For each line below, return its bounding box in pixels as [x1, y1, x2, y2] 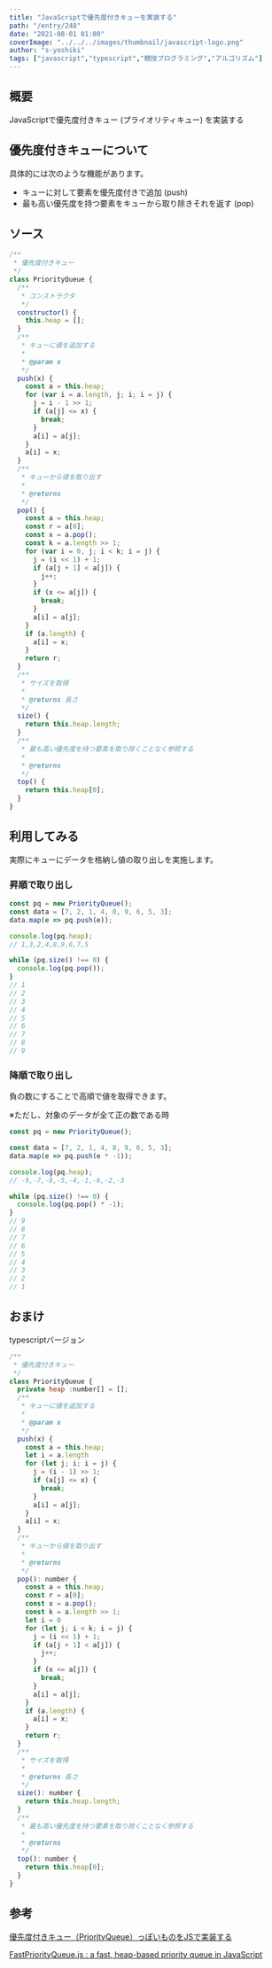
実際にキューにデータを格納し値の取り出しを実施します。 [9, 854, 219, 865]
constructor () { [17, 307, 77, 317]
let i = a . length [25, 1451, 89, 1460]
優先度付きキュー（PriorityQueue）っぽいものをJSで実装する [9, 1931, 233, 1941]
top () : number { [17, 1855, 77, 1863]
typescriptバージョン [9, 1334, 86, 1345]
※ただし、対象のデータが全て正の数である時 [9, 1109, 170, 1121]
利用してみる [9, 829, 80, 844]
